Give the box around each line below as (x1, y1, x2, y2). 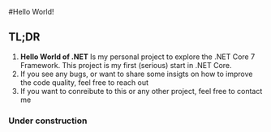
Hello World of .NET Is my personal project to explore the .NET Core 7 (19, 52, 256, 62)
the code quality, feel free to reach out (19, 77, 148, 87)
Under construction (8, 115, 88, 126)
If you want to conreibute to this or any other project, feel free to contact (19, 86, 263, 96)
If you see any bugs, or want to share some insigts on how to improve (19, 69, 253, 79)
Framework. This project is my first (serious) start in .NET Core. (19, 60, 233, 70)
